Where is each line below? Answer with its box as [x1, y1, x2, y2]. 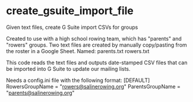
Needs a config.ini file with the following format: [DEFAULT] [6, 77, 150, 84]
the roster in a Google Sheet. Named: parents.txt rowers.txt [6, 47, 150, 54]
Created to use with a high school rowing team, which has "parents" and [6, 35, 182, 42]
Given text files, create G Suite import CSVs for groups [6, 24, 138, 31]
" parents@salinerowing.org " [6, 89, 75, 96]
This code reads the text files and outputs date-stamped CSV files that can [6, 59, 188, 66]
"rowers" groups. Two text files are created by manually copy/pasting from [6, 41, 187, 48]
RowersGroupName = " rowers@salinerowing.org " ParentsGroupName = [6, 83, 181, 90]
